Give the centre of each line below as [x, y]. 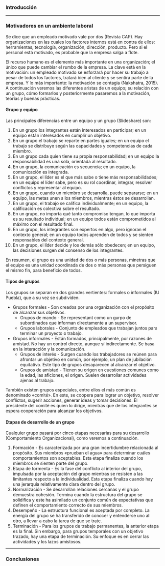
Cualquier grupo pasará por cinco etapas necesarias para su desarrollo [78, 433]
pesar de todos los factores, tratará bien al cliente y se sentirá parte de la [79, 77]
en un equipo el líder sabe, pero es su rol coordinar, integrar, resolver [82, 182]
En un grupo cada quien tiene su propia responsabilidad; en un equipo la [86, 156]
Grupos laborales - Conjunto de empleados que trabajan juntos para [89, 328]
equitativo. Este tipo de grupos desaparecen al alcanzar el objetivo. [88, 365]
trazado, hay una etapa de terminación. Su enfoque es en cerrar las [81, 536]
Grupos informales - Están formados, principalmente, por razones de [82, 339]
